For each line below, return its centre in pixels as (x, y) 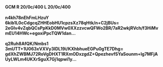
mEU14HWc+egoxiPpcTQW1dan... (41, 33)
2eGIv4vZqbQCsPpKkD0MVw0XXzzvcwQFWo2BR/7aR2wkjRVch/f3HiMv (82, 28)
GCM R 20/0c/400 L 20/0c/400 (38, 7)
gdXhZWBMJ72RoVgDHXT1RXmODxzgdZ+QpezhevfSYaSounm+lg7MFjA (81, 54)
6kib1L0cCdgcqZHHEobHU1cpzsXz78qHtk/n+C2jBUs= (62, 23)
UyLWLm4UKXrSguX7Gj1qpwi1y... (41, 59)
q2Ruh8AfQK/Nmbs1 (27, 44)
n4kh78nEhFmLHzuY (27, 18)
